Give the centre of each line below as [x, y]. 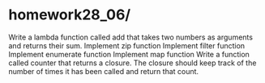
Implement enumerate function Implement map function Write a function [129, 54]
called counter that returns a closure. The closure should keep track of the [132, 63]
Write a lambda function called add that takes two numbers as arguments [131, 37]
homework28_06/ [70, 15]
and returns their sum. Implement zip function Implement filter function [127, 45]
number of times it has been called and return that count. [104, 71]
